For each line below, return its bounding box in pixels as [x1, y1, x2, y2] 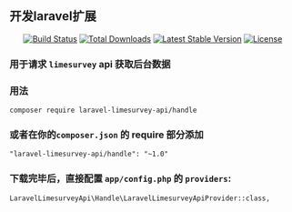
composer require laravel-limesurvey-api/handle [9, 106, 197, 116]
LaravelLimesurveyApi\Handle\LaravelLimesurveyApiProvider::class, [9, 194, 271, 203]
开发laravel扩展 [9, 8, 97, 25]
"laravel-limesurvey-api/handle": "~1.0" [9, 149, 169, 159]
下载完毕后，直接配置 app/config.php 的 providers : [9, 172, 232, 185]
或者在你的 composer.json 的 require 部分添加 [9, 128, 205, 141]
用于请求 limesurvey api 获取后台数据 [9, 57, 171, 70]
